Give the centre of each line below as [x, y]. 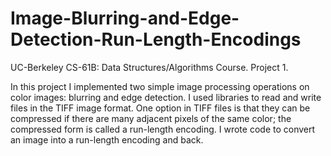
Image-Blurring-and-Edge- [125, 18]
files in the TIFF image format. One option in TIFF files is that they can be [160, 108]
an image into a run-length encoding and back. [107, 139]
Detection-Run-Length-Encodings [156, 39]
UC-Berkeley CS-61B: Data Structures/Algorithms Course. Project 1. [149, 67]
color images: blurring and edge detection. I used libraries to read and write [166, 97]
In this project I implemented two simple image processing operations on [160, 86]
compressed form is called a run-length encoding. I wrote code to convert [163, 129]
